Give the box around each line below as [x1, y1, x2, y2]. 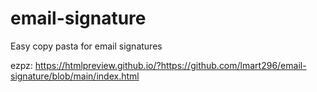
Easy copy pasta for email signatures [10, 40, 163, 52]
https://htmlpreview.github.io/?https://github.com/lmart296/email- [34, 59, 307, 71]
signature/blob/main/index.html [10, 70, 140, 82]
